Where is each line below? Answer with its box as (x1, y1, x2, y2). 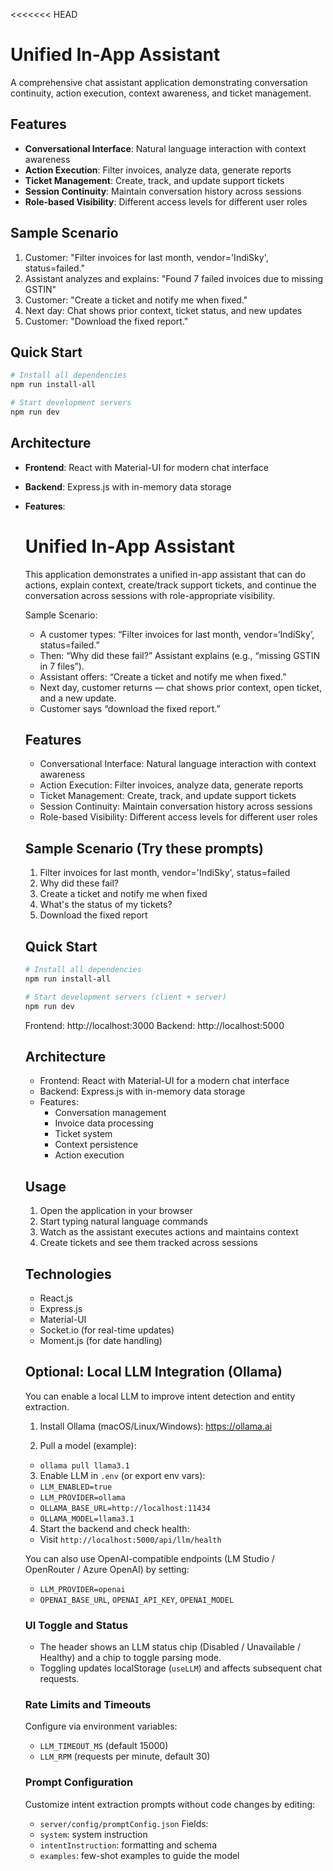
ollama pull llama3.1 (39, 1460, 130, 1471)
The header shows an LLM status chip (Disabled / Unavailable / (39, 1641, 301, 1653)
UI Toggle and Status (24, 1618, 129, 1632)
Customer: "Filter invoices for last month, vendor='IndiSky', (24, 251, 269, 263)
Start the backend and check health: (39, 1522, 190, 1534)
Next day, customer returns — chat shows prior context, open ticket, (39, 681, 323, 693)
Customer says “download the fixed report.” (39, 702, 221, 714)
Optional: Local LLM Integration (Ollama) (24, 1364, 283, 1381)
